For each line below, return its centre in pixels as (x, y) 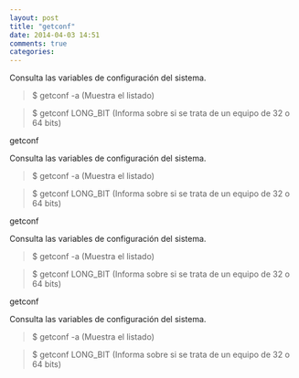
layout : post (34, 18)
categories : (32, 52)
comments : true (38, 43)
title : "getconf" (43, 26)
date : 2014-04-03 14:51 (55, 35)
